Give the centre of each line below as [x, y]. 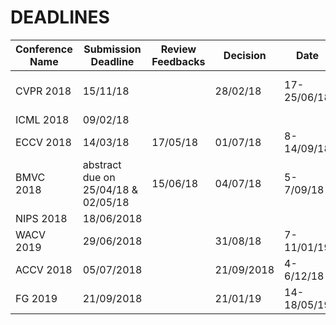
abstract [102, 164]
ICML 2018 [42, 119]
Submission [112, 49]
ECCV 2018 [43, 142]
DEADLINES [60, 17]
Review [178, 49]
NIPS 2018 [41, 218]
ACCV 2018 [44, 269]
